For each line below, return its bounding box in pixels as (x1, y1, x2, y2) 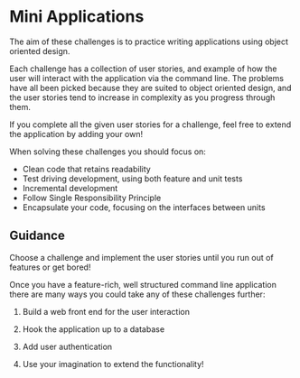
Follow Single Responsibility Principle (22, 192, 162, 203)
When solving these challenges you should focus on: (9, 146, 206, 157)
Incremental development (22, 182, 118, 193)
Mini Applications (9, 6, 145, 27)
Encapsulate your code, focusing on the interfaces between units (22, 201, 266, 213)
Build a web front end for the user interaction (22, 306, 190, 317)
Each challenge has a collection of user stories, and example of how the (9, 63, 277, 74)
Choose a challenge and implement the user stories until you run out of (9, 252, 274, 263)
